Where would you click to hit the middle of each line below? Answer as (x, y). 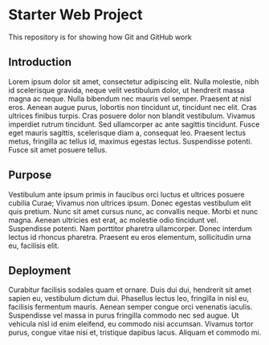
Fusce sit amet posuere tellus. (58, 149)
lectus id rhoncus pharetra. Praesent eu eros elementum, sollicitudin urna (130, 237)
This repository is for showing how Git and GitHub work (100, 37)
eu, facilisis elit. (34, 246)
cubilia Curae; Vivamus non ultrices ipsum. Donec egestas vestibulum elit (130, 203)
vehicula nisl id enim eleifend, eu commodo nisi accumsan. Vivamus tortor (131, 324)
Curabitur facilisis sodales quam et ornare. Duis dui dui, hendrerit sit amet (130, 290)
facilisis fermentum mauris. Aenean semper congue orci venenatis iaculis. (130, 307)
